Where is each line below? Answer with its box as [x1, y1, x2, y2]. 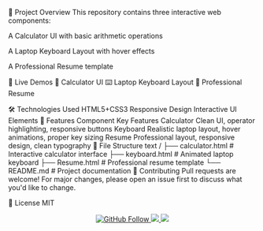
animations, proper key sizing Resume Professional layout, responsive [8, 132, 235, 142]
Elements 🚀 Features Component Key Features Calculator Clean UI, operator [8, 116, 256, 125]
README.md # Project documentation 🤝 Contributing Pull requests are [8, 166, 236, 175]
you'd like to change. [8, 183, 76, 192]
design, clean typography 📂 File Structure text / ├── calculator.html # [8, 141, 235, 150]
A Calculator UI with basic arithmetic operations [8, 32, 163, 40]
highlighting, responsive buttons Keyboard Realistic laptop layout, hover [8, 125, 241, 133]
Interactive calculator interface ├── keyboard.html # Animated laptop [8, 150, 234, 158]
